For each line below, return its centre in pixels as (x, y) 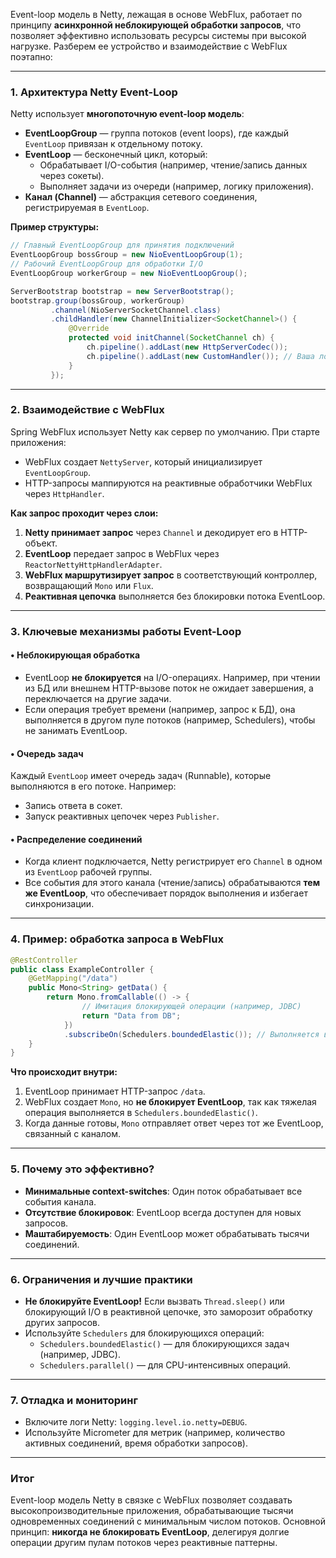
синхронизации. (59, 904)
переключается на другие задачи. (98, 698)
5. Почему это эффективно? (82, 1169)
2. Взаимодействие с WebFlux (87, 410)
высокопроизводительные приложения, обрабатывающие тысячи (152, 1511)
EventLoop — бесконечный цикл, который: (116, 155)
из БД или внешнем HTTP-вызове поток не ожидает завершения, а (169, 688)
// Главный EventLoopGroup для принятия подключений (122, 245)
